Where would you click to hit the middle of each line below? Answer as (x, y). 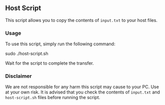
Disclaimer (18, 76)
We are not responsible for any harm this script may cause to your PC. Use (82, 87)
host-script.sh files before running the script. (53, 98)
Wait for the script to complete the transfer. (49, 63)
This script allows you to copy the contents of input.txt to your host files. (81, 20)
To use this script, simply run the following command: (60, 44)
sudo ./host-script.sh (27, 54)
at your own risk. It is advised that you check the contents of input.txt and (82, 92)
